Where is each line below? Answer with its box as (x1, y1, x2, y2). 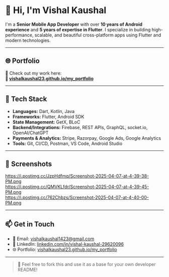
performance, (5, 32, 34, 38)
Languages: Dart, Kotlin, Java (12, 108, 75, 114)
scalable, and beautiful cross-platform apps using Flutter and (34, 32, 161, 38)
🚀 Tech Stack (5, 95, 47, 103)
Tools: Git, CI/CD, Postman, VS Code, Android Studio (12, 140, 123, 146)
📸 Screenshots (5, 159, 52, 168)
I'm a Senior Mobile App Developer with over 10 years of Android (5, 21, 142, 27)
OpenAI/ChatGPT (12, 130, 49, 136)
